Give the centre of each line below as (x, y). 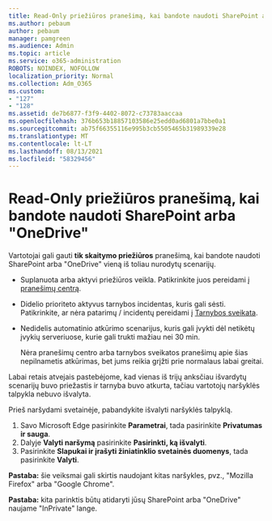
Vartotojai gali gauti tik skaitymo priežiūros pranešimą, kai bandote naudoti (134, 256)
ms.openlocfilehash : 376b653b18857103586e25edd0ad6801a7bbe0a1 (117, 121)
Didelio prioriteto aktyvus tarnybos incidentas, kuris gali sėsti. (123, 304)
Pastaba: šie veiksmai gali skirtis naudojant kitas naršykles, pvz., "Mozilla (131, 476)
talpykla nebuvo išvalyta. (50, 394)
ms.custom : (27, 91)
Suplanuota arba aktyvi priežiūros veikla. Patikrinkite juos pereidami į (135, 280)
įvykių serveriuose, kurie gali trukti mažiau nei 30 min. (110, 337)
